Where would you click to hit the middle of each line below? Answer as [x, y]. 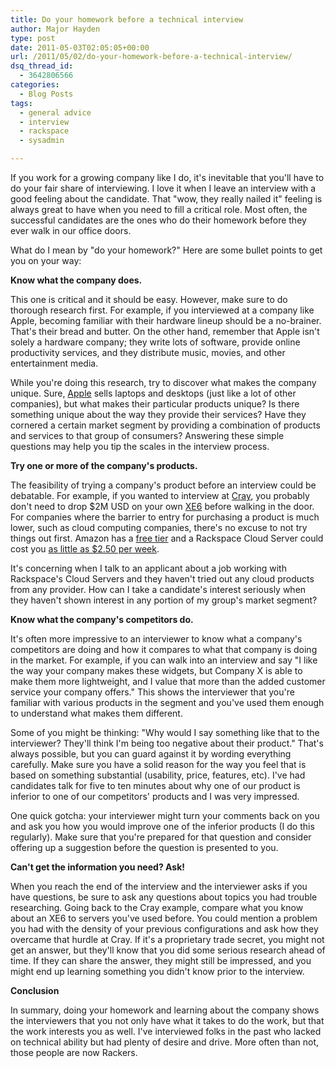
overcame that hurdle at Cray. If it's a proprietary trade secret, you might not [167, 939]
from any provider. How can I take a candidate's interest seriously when [158, 589]
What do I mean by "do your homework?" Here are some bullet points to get [166, 250]
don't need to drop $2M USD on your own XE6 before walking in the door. [162, 506]
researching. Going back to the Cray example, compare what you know [157, 907]
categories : [35, 85]
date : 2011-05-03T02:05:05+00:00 [80, 47]
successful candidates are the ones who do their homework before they [158, 220]
